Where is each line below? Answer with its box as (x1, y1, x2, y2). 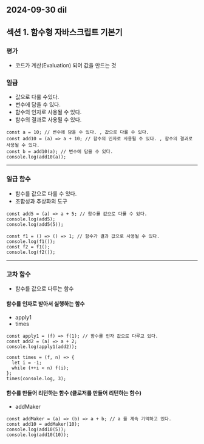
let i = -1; (12, 360, 42, 366)
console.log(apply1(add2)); (6, 344, 78, 350)
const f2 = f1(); (6, 244, 50, 250)
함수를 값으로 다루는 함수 (15, 285, 74, 292)
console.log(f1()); (6, 238, 56, 245)
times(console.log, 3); (6, 376, 67, 382)
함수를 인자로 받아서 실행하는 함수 (6, 300, 85, 307)
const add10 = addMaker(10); (6, 422, 80, 428)
